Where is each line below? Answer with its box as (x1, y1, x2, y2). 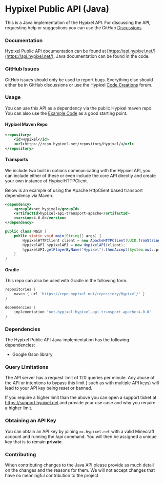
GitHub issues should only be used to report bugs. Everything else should (5, 77, 153, 83)
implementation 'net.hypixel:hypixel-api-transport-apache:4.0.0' (14, 309, 152, 314)
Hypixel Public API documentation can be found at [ (5, 48, 109, 54)
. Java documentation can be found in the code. (53, 53, 150, 59)
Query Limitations (5, 363, 49, 370)
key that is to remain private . (5, 439, 63, 444)
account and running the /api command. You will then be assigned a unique (5, 434, 157, 439)
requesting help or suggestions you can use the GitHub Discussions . (5, 24, 143, 30)
